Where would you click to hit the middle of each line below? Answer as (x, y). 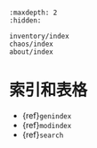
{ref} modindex (47, 125)
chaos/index (31, 44)
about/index (31, 52)
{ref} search (43, 135)
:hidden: (25, 21)
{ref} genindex (47, 115)
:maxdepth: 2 (33, 13)
